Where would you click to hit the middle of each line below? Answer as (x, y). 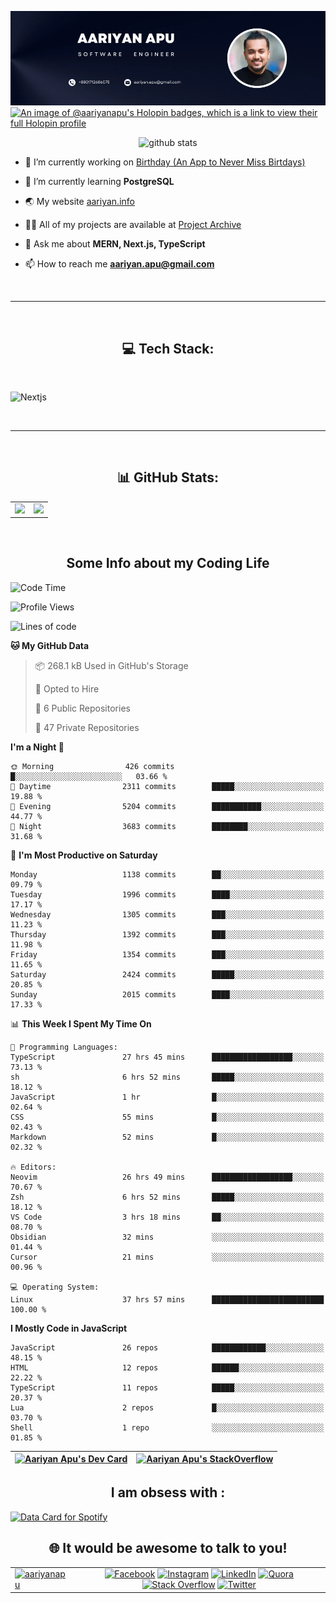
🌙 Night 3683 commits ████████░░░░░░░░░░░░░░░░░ (167, 826)
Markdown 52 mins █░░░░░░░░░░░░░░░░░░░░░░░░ (167, 1137)
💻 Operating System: (55, 1287)
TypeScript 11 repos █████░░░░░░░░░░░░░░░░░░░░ (167, 1387)
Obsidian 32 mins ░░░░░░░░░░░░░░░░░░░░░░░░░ (167, 1237)
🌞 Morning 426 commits (92, 766)
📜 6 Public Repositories (82, 708)
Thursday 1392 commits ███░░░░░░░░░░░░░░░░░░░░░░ (167, 934)
